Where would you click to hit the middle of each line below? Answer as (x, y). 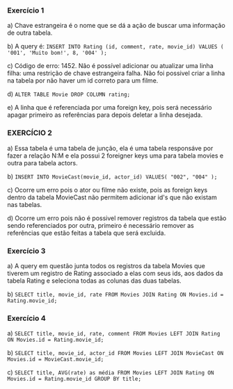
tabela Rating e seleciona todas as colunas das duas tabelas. (95, 281)
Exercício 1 (26, 10)
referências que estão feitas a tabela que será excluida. (87, 233)
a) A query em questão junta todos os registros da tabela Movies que (106, 265)
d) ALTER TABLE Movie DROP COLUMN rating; (69, 94)
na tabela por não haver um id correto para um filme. (83, 81)
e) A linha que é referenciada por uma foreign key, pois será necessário (110, 108)
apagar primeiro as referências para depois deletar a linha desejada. (105, 115)
